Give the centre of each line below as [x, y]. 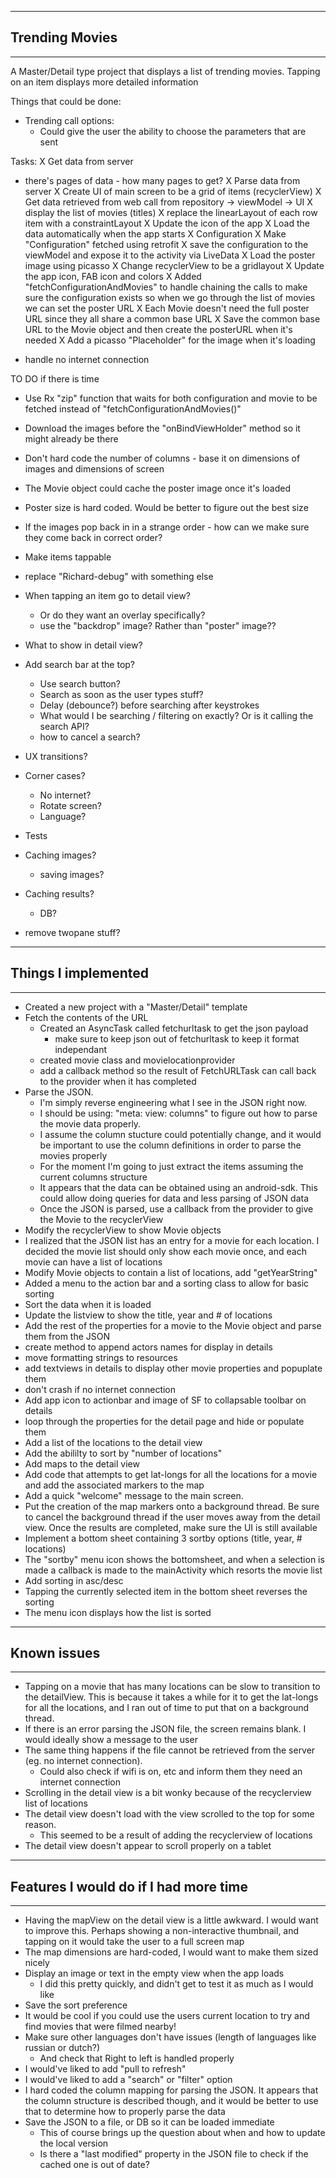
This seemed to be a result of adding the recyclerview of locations [176, 1835]
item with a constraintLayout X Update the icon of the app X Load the [167, 223]
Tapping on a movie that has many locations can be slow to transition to [172, 1687]
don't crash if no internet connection [100, 1389]
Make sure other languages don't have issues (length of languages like [170, 2037]
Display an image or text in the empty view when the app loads [154, 1973]
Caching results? [59, 893]
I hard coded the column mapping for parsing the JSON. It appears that [171, 2090]
